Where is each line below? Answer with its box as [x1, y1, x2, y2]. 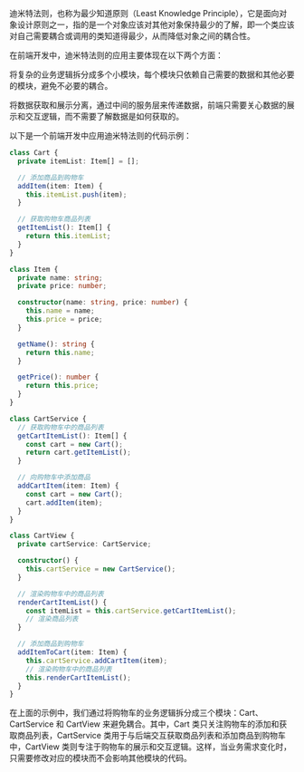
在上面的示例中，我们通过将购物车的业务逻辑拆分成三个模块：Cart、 [9, 708, 264, 719]
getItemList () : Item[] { [17, 223, 111, 233]
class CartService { [9, 414, 88, 423]
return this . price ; [25, 381, 100, 391]
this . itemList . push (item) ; [25, 189, 128, 199]
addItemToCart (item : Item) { [17, 648, 128, 657]
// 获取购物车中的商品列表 [17, 422, 104, 432]
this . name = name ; [25, 306, 95, 315]
